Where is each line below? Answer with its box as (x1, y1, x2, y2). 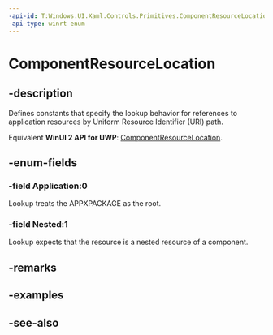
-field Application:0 (8, 180, 88, 191)
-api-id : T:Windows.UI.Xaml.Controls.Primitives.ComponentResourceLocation (8, 11, 271, 20)
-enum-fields (8, 156, 77, 170)
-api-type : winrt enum (8, 19, 85, 28)
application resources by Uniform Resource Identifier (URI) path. (8, 117, 223, 127)
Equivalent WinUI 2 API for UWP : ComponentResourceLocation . (8, 132, 223, 142)
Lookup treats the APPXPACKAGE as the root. (8, 199, 162, 208)
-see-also (8, 316, 59, 329)
